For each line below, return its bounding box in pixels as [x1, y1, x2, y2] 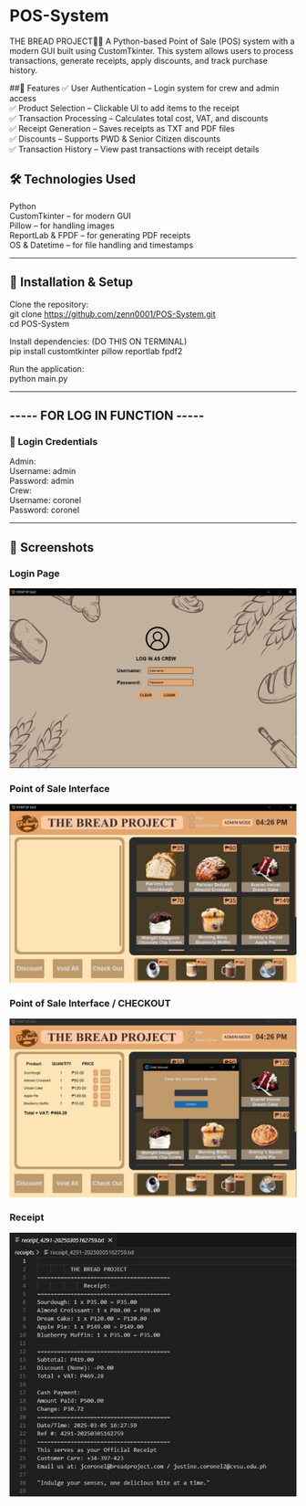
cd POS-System [9, 318, 70, 329]
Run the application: [9, 363, 85, 374]
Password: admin [9, 476, 75, 487]
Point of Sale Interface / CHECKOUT [9, 997, 171, 1010]
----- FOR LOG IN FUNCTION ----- [9, 407, 205, 423]
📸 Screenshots [9, 540, 95, 555]
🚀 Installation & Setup [9, 275, 134, 290]
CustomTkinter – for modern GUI [9, 210, 132, 221]
